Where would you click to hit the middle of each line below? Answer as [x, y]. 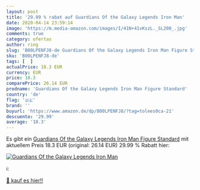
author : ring [22, 45]
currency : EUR [24, 72]
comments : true [25, 34]
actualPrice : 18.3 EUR [34, 67]
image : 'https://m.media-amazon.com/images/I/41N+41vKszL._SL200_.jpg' [97, 28]
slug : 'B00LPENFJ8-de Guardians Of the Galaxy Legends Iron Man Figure [97, 50]
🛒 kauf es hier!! [25, 180]
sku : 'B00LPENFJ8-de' [33, 56]
